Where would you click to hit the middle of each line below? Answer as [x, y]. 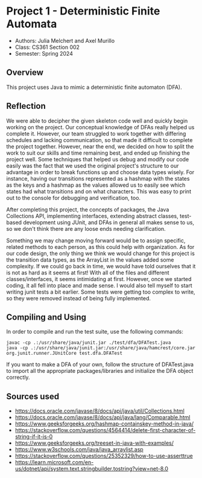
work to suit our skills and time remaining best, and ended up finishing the [98, 153]
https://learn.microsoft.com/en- [54, 462]
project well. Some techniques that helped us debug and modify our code [98, 159]
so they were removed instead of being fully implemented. [79, 298]
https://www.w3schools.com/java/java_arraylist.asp [79, 450]
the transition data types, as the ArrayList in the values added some [90, 260]
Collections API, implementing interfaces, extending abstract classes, [93, 216]
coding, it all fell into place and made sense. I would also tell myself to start [99, 285]
